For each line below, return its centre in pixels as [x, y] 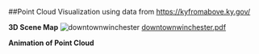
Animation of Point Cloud [51, 43]
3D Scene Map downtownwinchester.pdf [117, 27]
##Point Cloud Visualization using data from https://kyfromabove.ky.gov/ [129, 12]
